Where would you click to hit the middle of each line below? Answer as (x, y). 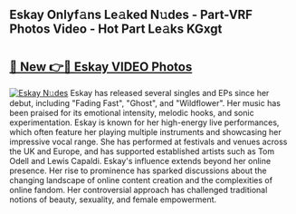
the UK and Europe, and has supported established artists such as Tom (142, 151)
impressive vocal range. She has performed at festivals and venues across (148, 141)
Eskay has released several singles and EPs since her (170, 93)
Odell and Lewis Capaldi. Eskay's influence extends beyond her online (140, 161)
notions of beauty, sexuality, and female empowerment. (113, 199)
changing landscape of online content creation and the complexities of (141, 180)
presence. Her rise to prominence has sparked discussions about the (138, 170)
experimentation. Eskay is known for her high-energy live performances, (144, 122)
